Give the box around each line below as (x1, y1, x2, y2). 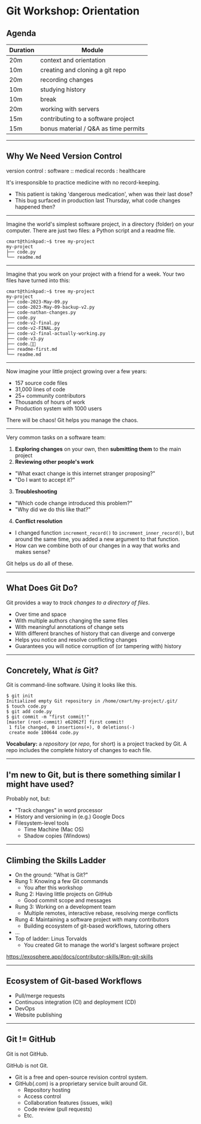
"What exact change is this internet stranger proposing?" (14, 470, 156, 477)
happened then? (14, 203, 56, 210)
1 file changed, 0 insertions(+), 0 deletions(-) (8, 725, 135, 731)
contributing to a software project (40, 115, 135, 123)
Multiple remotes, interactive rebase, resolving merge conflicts (23, 910, 178, 917)
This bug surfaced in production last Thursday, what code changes (14, 196, 181, 204)
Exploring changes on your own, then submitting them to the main (14, 445, 181, 452)
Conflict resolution (14, 517, 63, 524)
